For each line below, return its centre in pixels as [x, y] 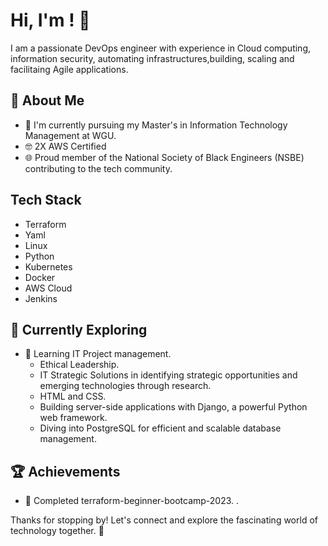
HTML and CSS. [73, 396]
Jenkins [41, 298]
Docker [40, 277]
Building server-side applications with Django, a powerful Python [173, 407]
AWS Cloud [48, 288]
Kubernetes [48, 266]
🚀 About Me [47, 100]
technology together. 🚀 [57, 531]
